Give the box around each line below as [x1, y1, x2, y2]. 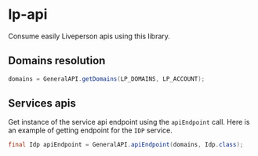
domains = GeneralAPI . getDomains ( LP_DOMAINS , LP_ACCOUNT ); [8, 74, 205, 83]
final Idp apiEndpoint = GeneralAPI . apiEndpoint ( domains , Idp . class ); [8, 141, 244, 149]
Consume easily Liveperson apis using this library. [8, 31, 171, 41]
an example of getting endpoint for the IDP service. [8, 125, 173, 135]
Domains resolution [8, 54, 106, 67]
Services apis [8, 96, 76, 111]
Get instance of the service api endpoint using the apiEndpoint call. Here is [8, 118, 250, 127]
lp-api [8, 5, 48, 24]
